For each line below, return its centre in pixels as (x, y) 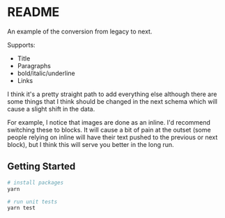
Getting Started (41, 167)
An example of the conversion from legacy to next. (80, 31)
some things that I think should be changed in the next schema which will (113, 101)
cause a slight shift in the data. (51, 109)
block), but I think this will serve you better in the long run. (91, 144)
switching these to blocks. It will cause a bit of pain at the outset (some (109, 130)
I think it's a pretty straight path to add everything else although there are (112, 94)
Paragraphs (34, 65)
